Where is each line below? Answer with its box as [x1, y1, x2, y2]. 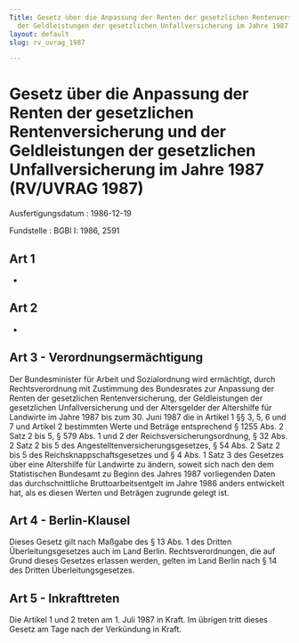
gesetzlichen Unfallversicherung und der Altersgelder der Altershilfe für [9, 402, 272, 412]
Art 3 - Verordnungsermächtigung [9, 350, 204, 365]
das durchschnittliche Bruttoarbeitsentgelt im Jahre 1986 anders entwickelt [9, 477, 285, 488]
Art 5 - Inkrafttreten [9, 590, 120, 606]
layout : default [9, 29, 69, 38]
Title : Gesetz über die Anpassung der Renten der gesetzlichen [9, 12, 249, 22]
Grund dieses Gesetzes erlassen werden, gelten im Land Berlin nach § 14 [9, 556, 278, 566]
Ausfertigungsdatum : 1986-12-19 [9, 208, 132, 219]
